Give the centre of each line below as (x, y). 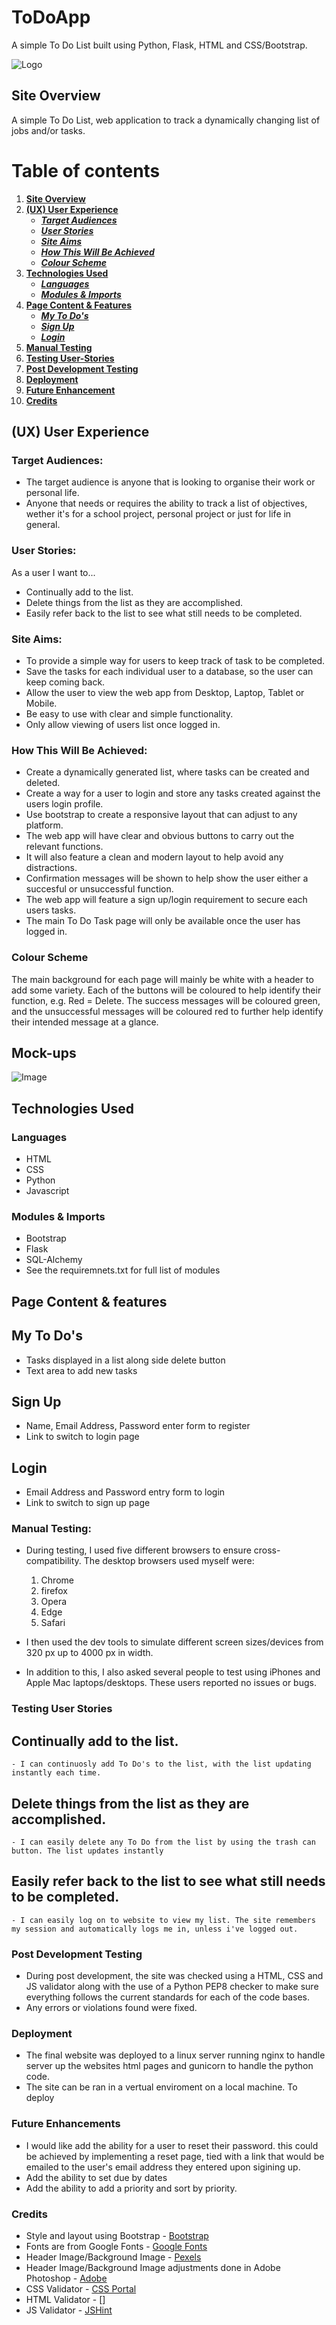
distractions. (51, 868)
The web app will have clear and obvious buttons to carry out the (160, 836)
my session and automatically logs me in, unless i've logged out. (155, 1929)
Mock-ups (44, 1052)
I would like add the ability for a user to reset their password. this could (172, 2145)
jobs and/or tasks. (48, 130)
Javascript (47, 1191)
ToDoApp (51, 17)
